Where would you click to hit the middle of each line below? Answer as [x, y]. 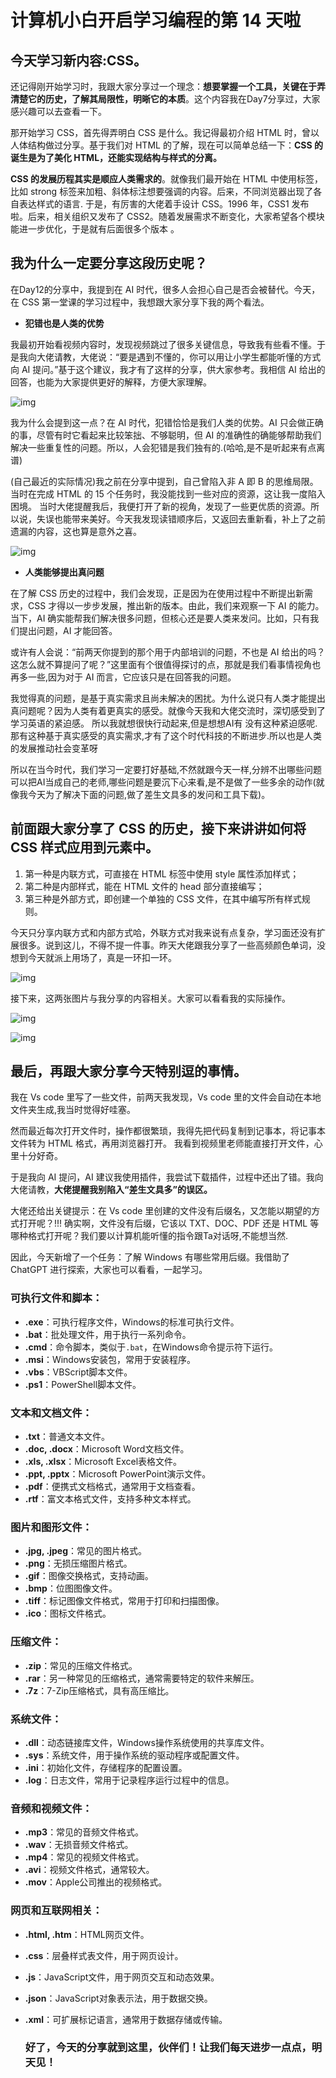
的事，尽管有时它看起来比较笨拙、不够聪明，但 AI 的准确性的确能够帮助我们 [166, 435]
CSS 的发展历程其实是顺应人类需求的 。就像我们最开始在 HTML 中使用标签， [166, 179]
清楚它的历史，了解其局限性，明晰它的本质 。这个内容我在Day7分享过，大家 [165, 99]
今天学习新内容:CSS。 [79, 60]
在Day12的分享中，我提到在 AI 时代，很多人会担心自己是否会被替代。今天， [165, 289]
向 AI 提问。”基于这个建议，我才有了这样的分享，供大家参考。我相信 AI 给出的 [168, 369]
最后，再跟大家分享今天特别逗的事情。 [128, 1071]
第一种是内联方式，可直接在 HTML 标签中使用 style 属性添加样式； [162, 873]
